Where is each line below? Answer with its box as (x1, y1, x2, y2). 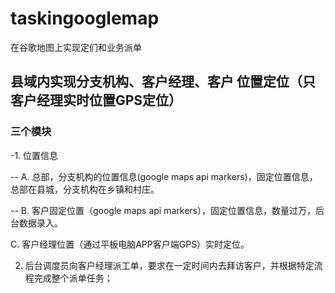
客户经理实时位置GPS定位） (10, 92, 183, 109)
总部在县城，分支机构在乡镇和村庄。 (10, 183, 160, 195)
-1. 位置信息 (10, 149, 59, 161)
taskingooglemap (10, 7, 160, 30)
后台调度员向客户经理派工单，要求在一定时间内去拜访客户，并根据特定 (24, 259, 315, 271)
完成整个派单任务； (33, 272, 113, 284)
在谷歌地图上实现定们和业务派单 (10, 41, 142, 53)
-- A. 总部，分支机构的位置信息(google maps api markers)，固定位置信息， (10, 170, 318, 182)
